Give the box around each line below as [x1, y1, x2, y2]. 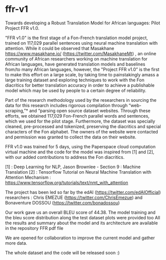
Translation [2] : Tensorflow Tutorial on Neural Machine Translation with [5, 169, 152, 175]
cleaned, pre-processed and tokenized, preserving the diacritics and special [5, 123, 161, 130]
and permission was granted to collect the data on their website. [5, 134, 137, 140]
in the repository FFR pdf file [5, 225, 63, 231]
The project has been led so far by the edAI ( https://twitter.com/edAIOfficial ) [5, 189, 161, 195]
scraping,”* [5, 108, 28, 114]
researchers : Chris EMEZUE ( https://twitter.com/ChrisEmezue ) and [5, 195, 143, 200]
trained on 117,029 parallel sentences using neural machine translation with [5, 40, 158, 46]
